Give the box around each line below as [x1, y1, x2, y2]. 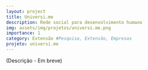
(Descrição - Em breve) [6, 57, 63, 64]
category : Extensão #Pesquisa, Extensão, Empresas [6, 36, 132, 41]
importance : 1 [6, 30, 41, 36]
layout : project [6, 8, 46, 15]
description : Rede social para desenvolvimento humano [6, 19, 143, 25]
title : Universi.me [6, 14, 54, 20]
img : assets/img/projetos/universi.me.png [6, 24, 111, 31]
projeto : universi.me [6, 41, 59, 47]
